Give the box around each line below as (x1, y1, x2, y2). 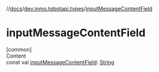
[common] (6, 46, 32, 53)
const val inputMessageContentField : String (6, 58, 115, 65)
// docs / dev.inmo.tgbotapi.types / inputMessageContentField (6, 5, 153, 12)
